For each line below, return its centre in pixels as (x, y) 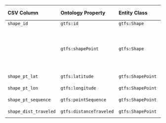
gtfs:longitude (78, 88)
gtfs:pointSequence (83, 100)
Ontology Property (83, 13)
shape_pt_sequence (29, 100)
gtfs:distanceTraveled (87, 111)
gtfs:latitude (77, 77)
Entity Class (133, 13)
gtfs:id (69, 23)
